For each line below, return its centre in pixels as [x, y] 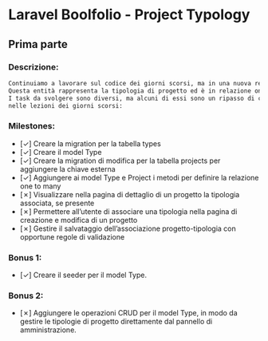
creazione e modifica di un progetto [79, 220]
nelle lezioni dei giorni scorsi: [66, 105]
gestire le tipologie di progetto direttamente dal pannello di [116, 322]
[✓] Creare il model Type [61, 152]
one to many [40, 186]
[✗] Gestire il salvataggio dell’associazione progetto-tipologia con [128, 228]
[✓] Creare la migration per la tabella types [90, 143]
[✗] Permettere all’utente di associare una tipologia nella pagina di [128, 211]
